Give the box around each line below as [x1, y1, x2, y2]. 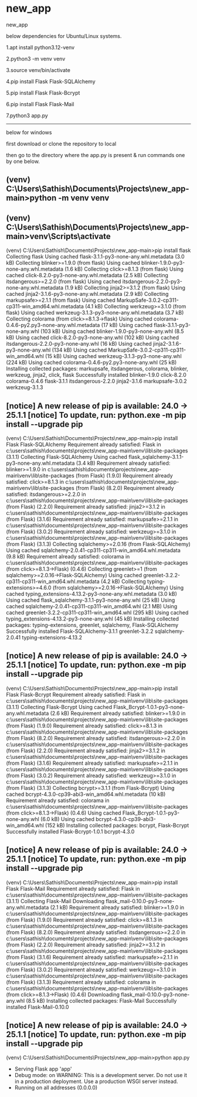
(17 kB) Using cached [101, 322, 153, 329]
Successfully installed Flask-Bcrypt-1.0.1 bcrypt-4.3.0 [6, 828, 135, 835]
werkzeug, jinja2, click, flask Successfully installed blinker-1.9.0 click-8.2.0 [6, 372, 186, 379]
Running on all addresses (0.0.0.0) [14, 1084, 98, 1091]
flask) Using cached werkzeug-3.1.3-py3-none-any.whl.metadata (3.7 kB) [6, 309, 184, 316]
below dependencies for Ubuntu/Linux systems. [6, 32, 122, 39]
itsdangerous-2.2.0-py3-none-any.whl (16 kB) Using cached [6, 340, 152, 348]
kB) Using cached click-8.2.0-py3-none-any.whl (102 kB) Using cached [6, 334, 179, 341]
